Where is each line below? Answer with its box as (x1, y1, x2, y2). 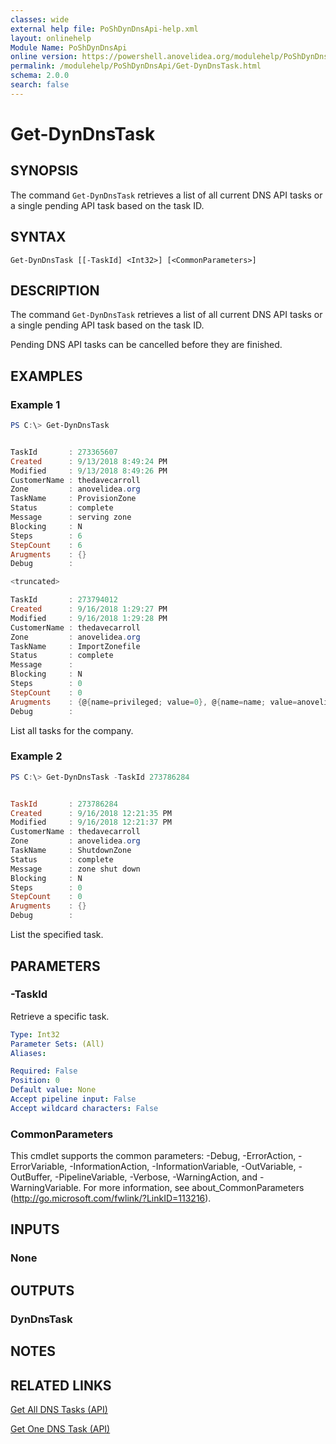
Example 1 (10, 397, 61, 411)
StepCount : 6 (10, 540, 83, 550)
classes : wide (10, 14, 70, 25)
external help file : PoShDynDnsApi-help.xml (10, 24, 199, 34)
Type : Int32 (10, 1029, 60, 1040)
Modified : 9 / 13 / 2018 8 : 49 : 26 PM (10, 466, 168, 476)
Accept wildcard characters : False (10, 1103, 159, 1113)
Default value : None (10, 1085, 97, 1095)
